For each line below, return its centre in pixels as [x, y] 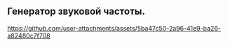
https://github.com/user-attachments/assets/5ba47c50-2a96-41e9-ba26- [114, 28]
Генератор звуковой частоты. [76, 11]
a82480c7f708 [29, 36]
